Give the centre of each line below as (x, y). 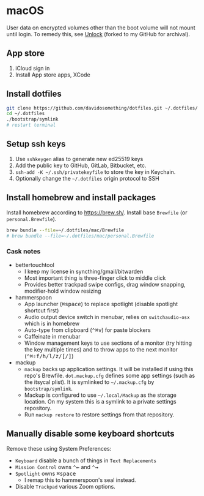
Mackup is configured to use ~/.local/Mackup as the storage (100, 395)
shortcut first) (42, 310)
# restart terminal (31, 125)
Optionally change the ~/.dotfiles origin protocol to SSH (87, 178)
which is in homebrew (52, 323)
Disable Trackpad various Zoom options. (65, 486)
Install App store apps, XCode (53, 75)
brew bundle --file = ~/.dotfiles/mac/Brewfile (65, 230)
